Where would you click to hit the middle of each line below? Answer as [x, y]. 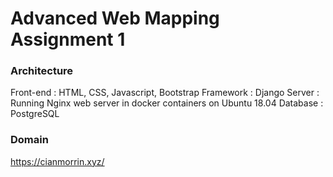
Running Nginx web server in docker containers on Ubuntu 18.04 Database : [167, 103]
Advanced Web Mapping [115, 18]
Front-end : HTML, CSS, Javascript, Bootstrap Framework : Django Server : [165, 93]
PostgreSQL [35, 114]
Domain [29, 140]
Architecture [42, 71]
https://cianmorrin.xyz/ [57, 161]
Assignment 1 [68, 39]
